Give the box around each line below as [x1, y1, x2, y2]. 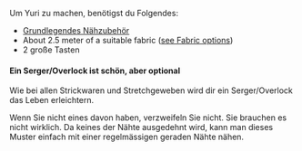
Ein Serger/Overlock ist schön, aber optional [9, 65, 180, 76]
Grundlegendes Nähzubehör [22, 25, 130, 35]
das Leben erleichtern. [9, 95, 95, 106]
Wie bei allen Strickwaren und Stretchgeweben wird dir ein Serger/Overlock [9, 85, 293, 96]
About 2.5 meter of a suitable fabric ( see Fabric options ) [22, 35, 234, 45]
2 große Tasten [22, 44, 80, 55]
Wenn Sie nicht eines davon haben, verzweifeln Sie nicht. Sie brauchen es [9, 112, 287, 123]
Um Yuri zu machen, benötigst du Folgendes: [9, 8, 179, 18]
